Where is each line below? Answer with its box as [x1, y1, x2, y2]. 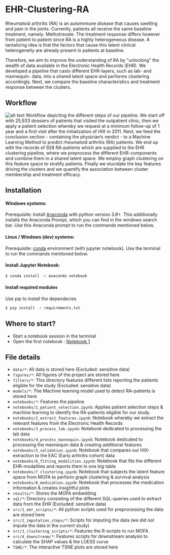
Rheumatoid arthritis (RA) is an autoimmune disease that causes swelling [5, 20, 158, 26]
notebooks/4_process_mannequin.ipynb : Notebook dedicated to [12, 436, 143, 442]
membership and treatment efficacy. [5, 171, 81, 177]
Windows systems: [5, 200, 47, 206]
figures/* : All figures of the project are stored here [12, 372, 120, 378]
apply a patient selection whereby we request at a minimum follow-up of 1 [5, 123, 160, 129]
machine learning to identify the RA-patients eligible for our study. [12, 410, 151, 416]
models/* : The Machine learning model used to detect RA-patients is [12, 388, 156, 394]
